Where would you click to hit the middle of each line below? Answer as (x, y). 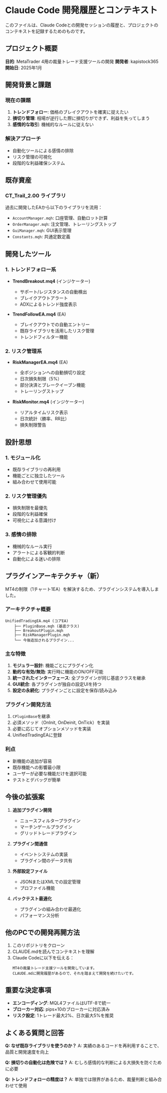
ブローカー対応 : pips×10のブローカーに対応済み (61, 1009)
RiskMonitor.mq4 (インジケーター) (48, 402)
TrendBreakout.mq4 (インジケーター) (51, 281)
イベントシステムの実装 (44, 854)
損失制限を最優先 (30, 508)
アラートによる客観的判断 (39, 552)
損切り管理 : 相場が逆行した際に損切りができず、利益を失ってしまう (81, 118)
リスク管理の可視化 (32, 157)
